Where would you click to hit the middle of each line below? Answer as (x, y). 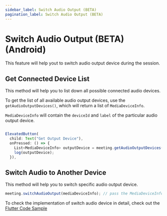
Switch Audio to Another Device (56, 173)
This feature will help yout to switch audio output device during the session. (83, 63)
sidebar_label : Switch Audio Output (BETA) (51, 10)
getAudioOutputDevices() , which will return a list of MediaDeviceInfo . (75, 106)
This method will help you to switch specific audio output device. (72, 185)
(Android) (26, 49)
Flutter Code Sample (26, 209)
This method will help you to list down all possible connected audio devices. (83, 91)
